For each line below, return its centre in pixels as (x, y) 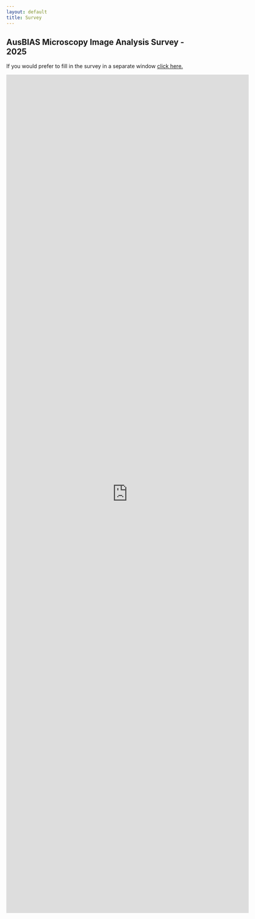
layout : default (27, 12)
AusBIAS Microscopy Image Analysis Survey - (95, 42)
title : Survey (24, 18)
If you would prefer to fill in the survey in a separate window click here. (95, 66)
